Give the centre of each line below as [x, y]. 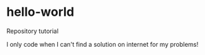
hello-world [41, 12]
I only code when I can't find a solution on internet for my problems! [102, 44]
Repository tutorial [33, 31]
